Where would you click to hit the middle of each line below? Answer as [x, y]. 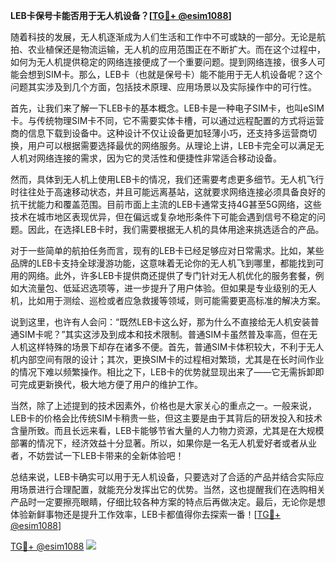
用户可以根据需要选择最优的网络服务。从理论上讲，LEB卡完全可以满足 [171, 145]
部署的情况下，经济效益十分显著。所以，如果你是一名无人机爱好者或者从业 [163, 443]
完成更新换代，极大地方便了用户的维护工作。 [110, 384]
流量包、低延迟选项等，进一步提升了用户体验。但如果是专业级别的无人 [172, 288]
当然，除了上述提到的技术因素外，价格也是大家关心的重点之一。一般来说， [163, 405]
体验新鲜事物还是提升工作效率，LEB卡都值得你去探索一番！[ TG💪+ [146, 514]
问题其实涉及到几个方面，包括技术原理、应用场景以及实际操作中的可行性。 [163, 87]
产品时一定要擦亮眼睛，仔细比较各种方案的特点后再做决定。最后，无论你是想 [168, 502]
